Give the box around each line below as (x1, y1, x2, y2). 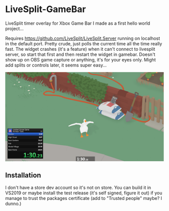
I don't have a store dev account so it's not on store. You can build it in (5, 184, 151, 190)
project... (5, 25, 24, 31)
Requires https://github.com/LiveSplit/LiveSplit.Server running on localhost (5, 35, 160, 41)
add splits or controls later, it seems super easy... (5, 62, 107, 68)
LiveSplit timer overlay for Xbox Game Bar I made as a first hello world (5, 20, 150, 26)
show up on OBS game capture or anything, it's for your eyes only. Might (5, 56, 156, 62)
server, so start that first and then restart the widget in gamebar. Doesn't (5, 51, 155, 57)
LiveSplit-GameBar (5, 4, 87, 15)
